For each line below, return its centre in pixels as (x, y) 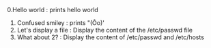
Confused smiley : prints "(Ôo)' (60, 23)
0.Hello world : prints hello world (53, 10)
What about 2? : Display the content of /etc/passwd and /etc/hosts (111, 37)
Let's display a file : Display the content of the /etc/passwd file (105, 30)
